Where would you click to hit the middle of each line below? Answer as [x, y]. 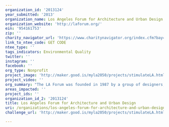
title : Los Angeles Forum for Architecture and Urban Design [71, 103]
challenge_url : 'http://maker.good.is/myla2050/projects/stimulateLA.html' [86, 113]
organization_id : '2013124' [35, 10]
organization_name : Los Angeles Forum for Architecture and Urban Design [84, 19]
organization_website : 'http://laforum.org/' [54, 24]
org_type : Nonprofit [27, 71]
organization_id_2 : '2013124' [37, 98]
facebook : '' [19, 66]
